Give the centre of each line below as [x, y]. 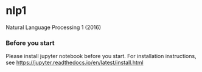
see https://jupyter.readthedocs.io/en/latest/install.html [75, 63]
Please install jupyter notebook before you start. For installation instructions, [101, 56]
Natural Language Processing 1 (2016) [54, 27]
